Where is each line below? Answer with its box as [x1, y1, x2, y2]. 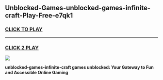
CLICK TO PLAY [5, 26, 43, 33]
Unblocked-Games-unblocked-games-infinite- [5, 4, 150, 12]
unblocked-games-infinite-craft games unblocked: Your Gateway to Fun [5, 64, 154, 70]
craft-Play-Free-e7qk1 [5, 12, 73, 20]
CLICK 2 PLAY [5, 44, 39, 51]
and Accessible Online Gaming [5, 69, 68, 75]
